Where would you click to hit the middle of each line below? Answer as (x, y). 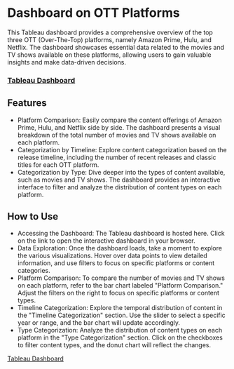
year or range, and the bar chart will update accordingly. (99, 323)
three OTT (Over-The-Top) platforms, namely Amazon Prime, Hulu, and (110, 39)
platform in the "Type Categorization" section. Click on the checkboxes (120, 337)
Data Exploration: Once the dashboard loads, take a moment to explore (120, 248)
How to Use (33, 216)
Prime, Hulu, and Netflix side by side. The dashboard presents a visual (119, 127)
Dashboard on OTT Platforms (94, 13)
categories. (34, 271)
